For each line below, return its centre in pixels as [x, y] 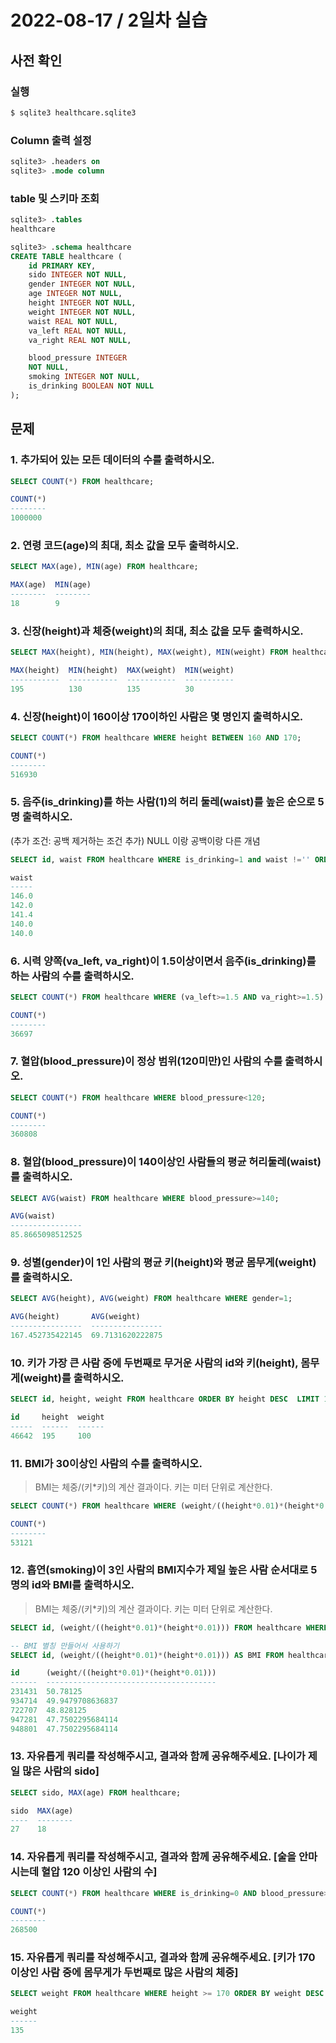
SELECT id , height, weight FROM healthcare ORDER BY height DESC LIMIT [165, 1399]
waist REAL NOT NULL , [73, 321]
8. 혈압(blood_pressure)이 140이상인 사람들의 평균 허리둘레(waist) [166, 1162]
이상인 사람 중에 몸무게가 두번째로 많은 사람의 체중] [124, 1973]
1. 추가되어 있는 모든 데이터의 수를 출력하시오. [112, 460]
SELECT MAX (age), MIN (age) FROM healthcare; [104, 567]
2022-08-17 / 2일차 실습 [109, 20]
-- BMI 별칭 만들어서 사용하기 [65, 1646]
